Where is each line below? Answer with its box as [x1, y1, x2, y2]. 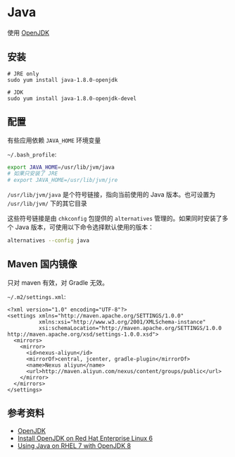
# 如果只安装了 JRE [7, 170, 58, 177]
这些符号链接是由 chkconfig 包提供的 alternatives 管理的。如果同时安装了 [7, 214, 223, 223]
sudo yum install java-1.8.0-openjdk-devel [7, 95, 137, 102]
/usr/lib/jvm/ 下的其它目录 [7, 199, 88, 208]
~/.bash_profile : [7, 150, 57, 159]
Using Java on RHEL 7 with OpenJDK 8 [17, 441, 132, 450]
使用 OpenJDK [7, 28, 50, 37]
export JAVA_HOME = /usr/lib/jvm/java [7, 164, 115, 171]
